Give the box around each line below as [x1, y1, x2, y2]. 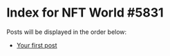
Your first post [16, 41, 57, 49]
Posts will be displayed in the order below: [6, 28, 127, 36]
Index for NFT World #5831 [6, 5, 164, 21]
